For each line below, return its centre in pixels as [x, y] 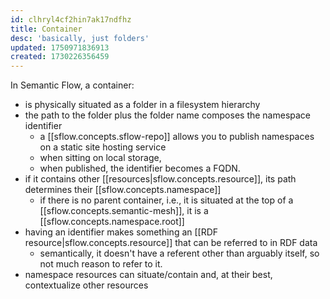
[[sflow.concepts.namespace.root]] [112, 222]
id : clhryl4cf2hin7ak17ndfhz [71, 19]
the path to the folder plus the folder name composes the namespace [168, 115]
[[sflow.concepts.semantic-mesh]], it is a [124, 211]
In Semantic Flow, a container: [72, 85]
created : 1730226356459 [60, 57]
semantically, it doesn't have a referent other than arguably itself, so [179, 253]
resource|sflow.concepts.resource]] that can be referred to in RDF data [171, 243]
